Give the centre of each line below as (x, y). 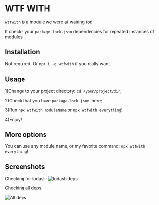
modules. (14, 37)
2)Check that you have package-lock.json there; (54, 100)
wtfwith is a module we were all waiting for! (49, 22)
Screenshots (25, 167)
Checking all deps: (24, 188)
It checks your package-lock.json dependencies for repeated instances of (79, 31)
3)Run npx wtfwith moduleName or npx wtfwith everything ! (64, 110)
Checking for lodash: (26, 179)
